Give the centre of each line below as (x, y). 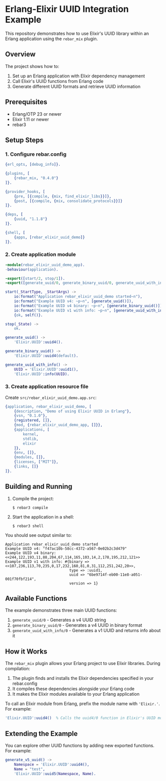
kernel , (31, 434)
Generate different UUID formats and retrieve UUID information (76, 86)
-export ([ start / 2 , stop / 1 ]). (35, 278)
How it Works (26, 651)
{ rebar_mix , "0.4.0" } (36, 178)
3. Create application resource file (47, 387)
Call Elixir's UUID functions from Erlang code (58, 81)
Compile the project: (33, 498)
